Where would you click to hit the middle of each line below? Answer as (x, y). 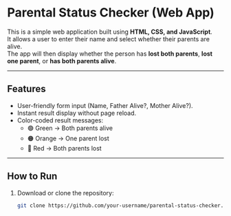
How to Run (32, 176)
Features (26, 89)
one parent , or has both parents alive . (62, 61)
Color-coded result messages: (60, 120)
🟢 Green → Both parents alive (70, 128)
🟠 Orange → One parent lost (68, 138)
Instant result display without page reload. (77, 113)
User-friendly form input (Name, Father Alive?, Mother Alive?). (105, 105)
